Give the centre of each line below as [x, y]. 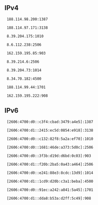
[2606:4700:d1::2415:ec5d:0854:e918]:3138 [50, 130]
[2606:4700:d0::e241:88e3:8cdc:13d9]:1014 [50, 173]
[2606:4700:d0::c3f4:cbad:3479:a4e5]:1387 [50, 122]
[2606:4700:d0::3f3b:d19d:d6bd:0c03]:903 [49, 156]
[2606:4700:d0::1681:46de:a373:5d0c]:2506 [50, 147]
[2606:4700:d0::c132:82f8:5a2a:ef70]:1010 [50, 139]
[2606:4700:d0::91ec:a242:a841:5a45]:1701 [50, 190]
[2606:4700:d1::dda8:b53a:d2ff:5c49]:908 [49, 198]
